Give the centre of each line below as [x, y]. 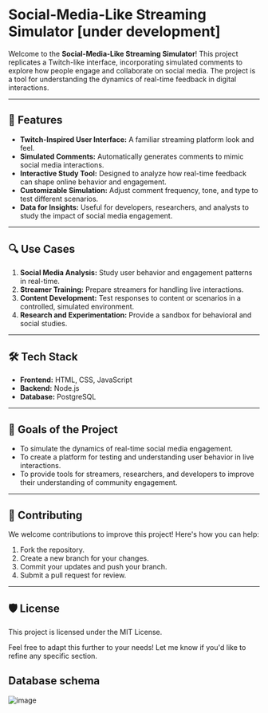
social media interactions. [62, 164]
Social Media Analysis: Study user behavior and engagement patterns [136, 272]
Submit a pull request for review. [73, 575]
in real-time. [39, 281]
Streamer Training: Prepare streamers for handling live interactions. [132, 290]
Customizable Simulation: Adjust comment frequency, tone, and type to [139, 190]
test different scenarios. [59, 199]
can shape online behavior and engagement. [93, 182]
